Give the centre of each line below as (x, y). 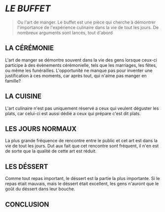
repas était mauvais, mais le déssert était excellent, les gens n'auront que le (82, 184)
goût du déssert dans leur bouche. (40, 189)
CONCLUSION (27, 204)
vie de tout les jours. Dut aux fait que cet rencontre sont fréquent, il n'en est (82, 146)
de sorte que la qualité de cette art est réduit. (51, 151)
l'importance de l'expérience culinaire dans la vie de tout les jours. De (88, 27)
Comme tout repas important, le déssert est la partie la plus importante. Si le (82, 179)
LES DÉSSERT (27, 167)
